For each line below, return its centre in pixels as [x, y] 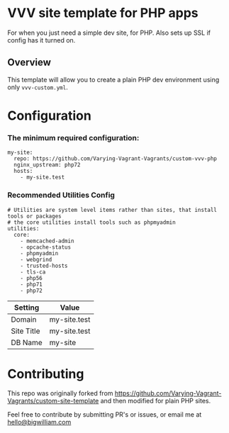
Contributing [46, 374]
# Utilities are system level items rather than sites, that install [112, 210]
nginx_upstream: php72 [47, 165]
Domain [24, 319]
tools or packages [34, 216]
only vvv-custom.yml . [38, 87]
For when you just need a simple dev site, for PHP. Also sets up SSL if [109, 33]
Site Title [26, 331]
